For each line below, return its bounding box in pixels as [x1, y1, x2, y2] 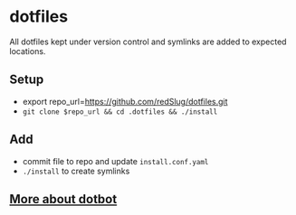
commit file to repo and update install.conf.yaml [22, 155, 209, 166]
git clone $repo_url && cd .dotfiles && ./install [22, 107, 218, 117]
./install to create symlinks [22, 165, 130, 176]
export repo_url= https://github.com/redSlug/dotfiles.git [22, 96, 228, 107]
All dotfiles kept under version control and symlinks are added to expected [9, 36, 287, 47]
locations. [9, 45, 46, 56]
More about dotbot [9, 192, 118, 207]
